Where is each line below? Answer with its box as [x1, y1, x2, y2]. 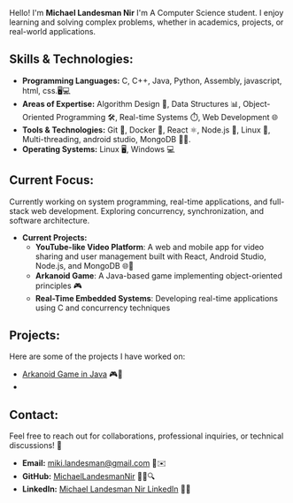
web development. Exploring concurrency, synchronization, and [30, 205, 264, 216]
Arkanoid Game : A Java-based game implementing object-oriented [35, 270, 283, 281]
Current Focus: [9, 172, 95, 188]
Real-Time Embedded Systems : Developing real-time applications [35, 293, 279, 303]
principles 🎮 [35, 280, 82, 291]
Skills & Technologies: [9, 52, 134, 67]
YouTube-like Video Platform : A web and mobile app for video [35, 241, 265, 252]
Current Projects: [21, 232, 88, 242]
